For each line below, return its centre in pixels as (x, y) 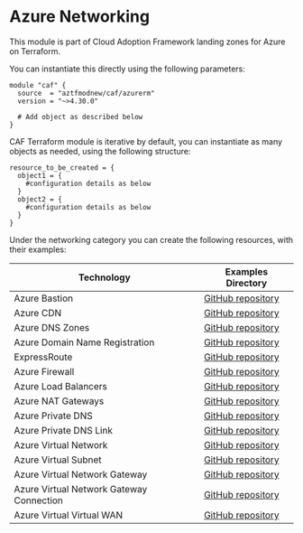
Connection (38, 500)
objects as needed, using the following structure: (100, 151)
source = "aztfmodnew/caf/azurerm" (86, 93)
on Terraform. (35, 51)
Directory (247, 283)
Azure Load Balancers (61, 386)
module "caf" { (38, 85)
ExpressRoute (43, 357)
